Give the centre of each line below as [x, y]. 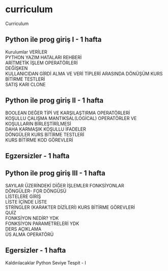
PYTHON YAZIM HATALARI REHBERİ [44, 57]
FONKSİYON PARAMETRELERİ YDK [42, 224]
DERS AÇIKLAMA [23, 229]
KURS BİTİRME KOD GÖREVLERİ [39, 140]
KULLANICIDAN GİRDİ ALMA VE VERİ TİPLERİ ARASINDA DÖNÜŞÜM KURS [84, 73]
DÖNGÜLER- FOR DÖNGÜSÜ [36, 191]
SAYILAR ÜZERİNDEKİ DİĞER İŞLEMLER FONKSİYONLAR [65, 185]
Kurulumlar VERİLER [26, 52]
